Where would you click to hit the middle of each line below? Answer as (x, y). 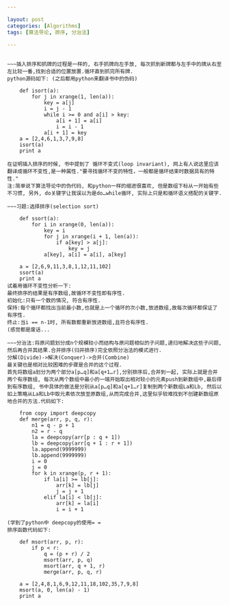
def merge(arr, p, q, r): (56, 419)
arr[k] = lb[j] (77, 486)
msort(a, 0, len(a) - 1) (55, 590)
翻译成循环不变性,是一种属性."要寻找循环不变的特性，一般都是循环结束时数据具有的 (108, 172)
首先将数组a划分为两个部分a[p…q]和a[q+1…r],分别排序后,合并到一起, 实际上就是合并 (112, 372)
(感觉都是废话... (28, 330)
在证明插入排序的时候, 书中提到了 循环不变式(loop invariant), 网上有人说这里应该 (113, 164)
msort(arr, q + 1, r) (75, 566)
